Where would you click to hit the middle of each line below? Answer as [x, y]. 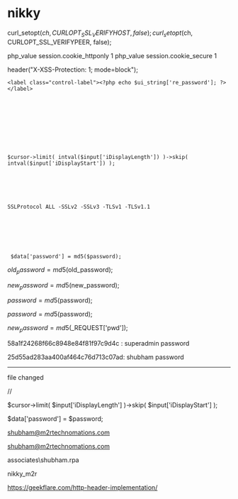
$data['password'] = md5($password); [66, 256]
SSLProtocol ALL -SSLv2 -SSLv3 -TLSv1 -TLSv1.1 [79, 207]
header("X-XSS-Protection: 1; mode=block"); [73, 70]
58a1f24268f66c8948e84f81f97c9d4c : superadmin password [98, 344]
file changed [25, 378]
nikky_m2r [22, 474]
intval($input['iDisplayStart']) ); [61, 163]
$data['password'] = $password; [55, 419]
